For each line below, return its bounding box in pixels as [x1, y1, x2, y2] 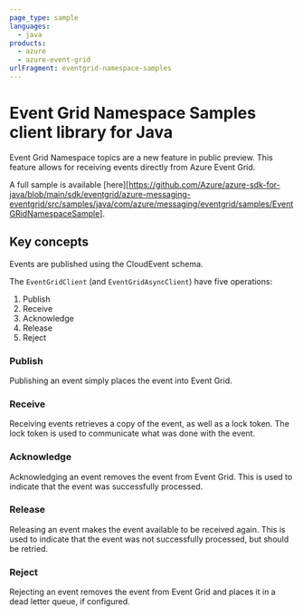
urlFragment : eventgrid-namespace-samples [9, 64, 172, 73]
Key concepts [9, 235, 89, 250]
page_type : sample [9, 13, 79, 23]
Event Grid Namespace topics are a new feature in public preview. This [9, 151, 273, 163]
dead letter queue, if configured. [9, 596, 131, 607]
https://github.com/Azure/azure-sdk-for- [128, 178, 280, 190]
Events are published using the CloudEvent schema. [9, 258, 204, 269]
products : [9, 38, 47, 48]
